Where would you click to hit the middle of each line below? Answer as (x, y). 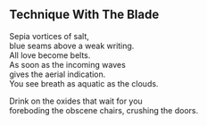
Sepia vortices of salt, (49, 36)
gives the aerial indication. (58, 74)
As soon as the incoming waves (68, 64)
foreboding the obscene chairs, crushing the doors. (104, 110)
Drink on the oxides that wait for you (76, 101)
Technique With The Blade (84, 15)
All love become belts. (50, 55)
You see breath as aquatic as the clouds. (84, 83)
